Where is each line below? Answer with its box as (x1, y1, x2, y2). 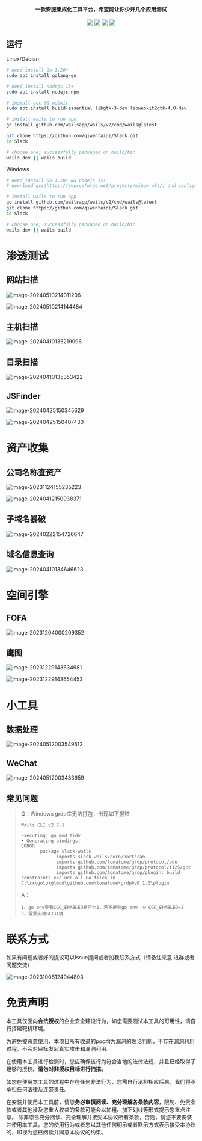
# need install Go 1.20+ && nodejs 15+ (6, 177, 106, 183)
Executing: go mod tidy (20, 833, 81, 839)
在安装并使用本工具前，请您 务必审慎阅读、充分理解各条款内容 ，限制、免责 (6, 1098, 191, 1106)
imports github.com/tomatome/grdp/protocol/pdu (56, 859, 178, 866)
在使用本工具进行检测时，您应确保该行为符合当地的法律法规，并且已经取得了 (6, 1057, 196, 1065)
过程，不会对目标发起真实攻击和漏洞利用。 (6, 1045, 112, 1052)
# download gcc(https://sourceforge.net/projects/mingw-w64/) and (6, 183, 176, 189)
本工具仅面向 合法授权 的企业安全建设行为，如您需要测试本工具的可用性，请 (6, 1017, 191, 1024)
